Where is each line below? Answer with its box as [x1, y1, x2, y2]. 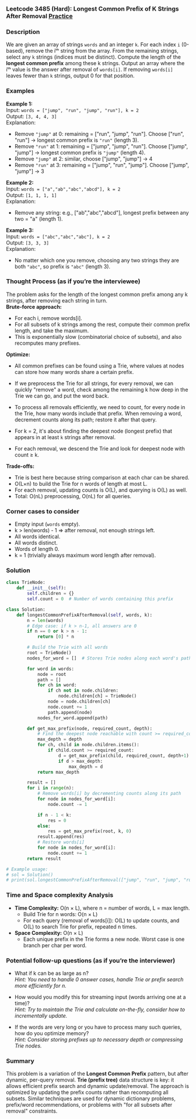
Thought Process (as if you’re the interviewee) [6, 277, 141, 285]
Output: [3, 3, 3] [6, 239, 50, 246]
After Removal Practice [6, 12, 73, 20]
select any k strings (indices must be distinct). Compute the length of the [6, 53, 181, 60]
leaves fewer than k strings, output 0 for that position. [6, 72, 135, 79]
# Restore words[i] [37, 839, 85, 845]
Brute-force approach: [6, 303, 62, 310]
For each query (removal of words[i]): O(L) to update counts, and [23, 917, 180, 924]
